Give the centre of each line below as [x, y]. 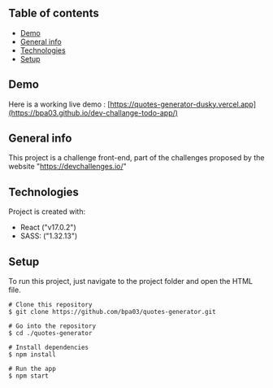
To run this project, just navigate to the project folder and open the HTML [131, 281]
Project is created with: [47, 211]
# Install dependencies [49, 348]
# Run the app [32, 369]
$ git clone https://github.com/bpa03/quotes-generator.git [113, 312]
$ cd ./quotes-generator [50, 334]
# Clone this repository [50, 305]
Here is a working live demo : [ [60, 104]
